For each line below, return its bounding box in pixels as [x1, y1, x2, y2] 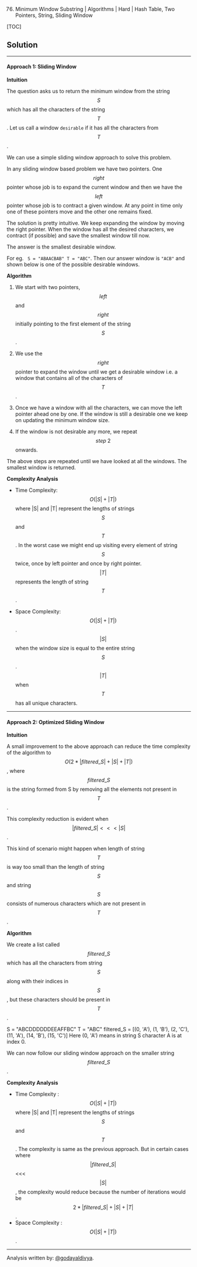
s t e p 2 [95, 437, 111, 444]
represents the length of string [15, 578, 89, 586]
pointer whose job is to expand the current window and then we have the [6, 184, 183, 191]
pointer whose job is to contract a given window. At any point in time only [6, 202, 183, 209]
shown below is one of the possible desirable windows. [6, 261, 140, 268]
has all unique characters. [15, 699, 78, 706]
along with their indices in [6, 978, 69, 985]
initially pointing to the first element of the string [15, 320, 131, 328]
